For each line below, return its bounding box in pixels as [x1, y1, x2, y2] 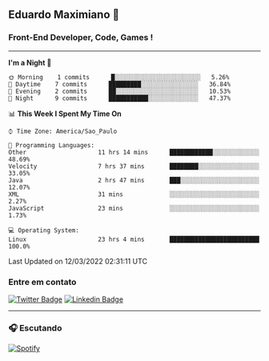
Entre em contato [8, 276, 77, 287]
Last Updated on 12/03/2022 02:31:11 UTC [8, 256, 148, 266]
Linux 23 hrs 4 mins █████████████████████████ [8, 235, 260, 243]
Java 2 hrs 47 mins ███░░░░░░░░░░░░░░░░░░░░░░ [8, 176, 260, 184]
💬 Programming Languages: [8, 141, 94, 149]
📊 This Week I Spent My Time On [8, 109, 122, 118]
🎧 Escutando [8, 322, 62, 333]
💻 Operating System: [8, 226, 80, 235]
